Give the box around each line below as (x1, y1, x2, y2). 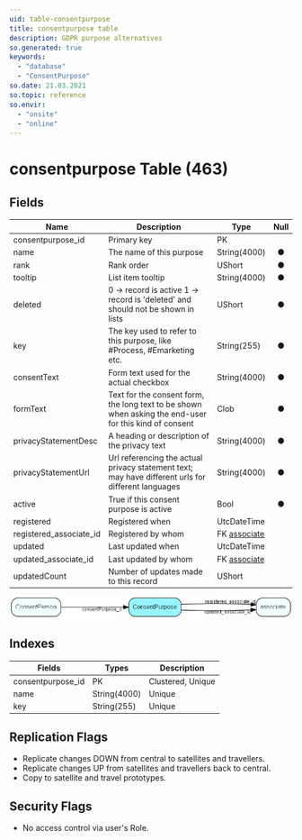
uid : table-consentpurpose (9, 14, 111, 23)
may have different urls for (108, 471, 207, 482)
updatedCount (13, 571, 67, 581)
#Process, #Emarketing (108, 345, 195, 356)
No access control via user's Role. (22, 823, 149, 834)
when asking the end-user (108, 408, 207, 419)
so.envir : (9, 100, 47, 109)
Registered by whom (108, 528, 184, 539)
